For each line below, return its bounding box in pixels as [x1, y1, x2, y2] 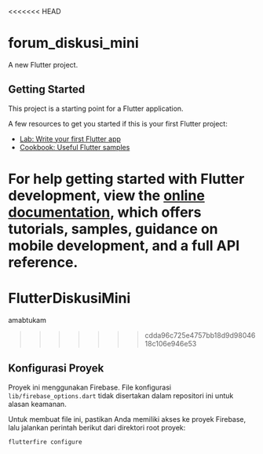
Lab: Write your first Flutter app [19, 134, 122, 144]
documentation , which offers [8, 203, 202, 221]
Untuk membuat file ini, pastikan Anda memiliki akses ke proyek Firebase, [8, 414, 247, 423]
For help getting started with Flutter [8, 170, 245, 188]
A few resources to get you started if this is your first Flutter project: [8, 119, 228, 128]
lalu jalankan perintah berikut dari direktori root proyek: [8, 423, 186, 432]
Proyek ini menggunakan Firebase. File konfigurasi [8, 383, 171, 392]
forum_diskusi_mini [8, 35, 139, 52]
